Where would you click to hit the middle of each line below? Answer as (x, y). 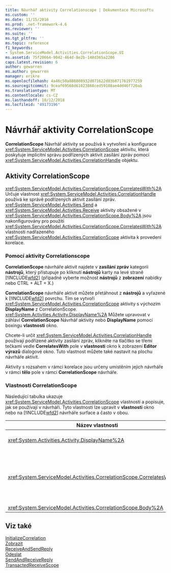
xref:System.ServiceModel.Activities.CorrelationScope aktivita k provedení (83, 237)
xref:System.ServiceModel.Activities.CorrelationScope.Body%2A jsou (78, 215)
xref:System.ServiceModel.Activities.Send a (51, 205)
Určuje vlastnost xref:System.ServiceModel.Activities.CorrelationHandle (81, 194)
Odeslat (13, 554)
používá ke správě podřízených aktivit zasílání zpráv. (61, 199)
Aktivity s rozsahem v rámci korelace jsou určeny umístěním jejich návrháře (84, 367)
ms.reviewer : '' (22, 29)
